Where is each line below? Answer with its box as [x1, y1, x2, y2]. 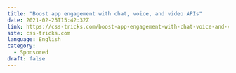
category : [7, 42, 37, 49]
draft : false [7, 56, 46, 63]
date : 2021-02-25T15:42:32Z [7, 17, 90, 24]
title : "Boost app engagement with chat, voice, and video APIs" [7, 10, 202, 17]
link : [7, 23, 23, 30]
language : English [7, 36, 61, 43]
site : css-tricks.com [7, 29, 71, 37]
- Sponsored [13, 49, 49, 56]
